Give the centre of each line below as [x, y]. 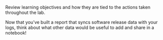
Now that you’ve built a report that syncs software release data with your [81, 22]
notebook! [16, 33]
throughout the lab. [25, 12]
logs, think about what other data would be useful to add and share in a [80, 27]
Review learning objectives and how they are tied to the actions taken [78, 7]
